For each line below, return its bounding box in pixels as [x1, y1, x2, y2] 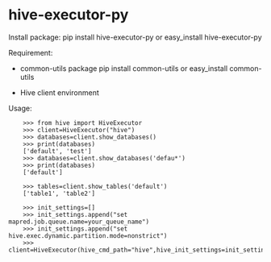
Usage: [8, 103, 32, 113]
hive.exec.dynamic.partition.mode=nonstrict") [8, 231, 168, 239]
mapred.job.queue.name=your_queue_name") [8, 218, 150, 226]
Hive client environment [19, 87, 99, 98]
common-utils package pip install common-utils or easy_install [19, 63, 228, 73]
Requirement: [8, 48, 53, 57]
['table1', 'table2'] [23, 189, 95, 198]
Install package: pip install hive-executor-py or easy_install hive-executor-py [8, 32, 262, 42]
